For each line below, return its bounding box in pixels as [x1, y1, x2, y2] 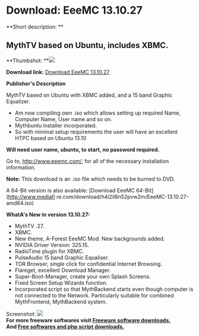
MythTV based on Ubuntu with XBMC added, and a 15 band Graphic [6, 91, 173, 99]
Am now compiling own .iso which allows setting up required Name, [14, 109, 181, 116]
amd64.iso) [6, 199, 34, 207]
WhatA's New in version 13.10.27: [6, 211, 90, 218]
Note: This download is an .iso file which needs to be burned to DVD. [6, 175, 175, 182]
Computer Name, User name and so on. [14, 115, 112, 122]
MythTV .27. [14, 222, 45, 229]
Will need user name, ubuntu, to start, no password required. [6, 146, 160, 153]
